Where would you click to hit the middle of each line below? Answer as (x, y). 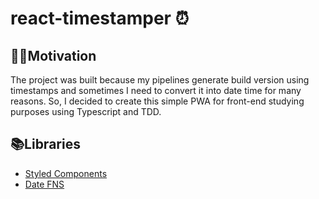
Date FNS (44, 184)
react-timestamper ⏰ (100, 18)
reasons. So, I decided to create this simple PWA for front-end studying (157, 101)
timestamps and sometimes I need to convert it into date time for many (156, 90)
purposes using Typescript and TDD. (86, 111)
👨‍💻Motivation (53, 55)
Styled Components (66, 173)
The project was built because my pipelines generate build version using (160, 80)
